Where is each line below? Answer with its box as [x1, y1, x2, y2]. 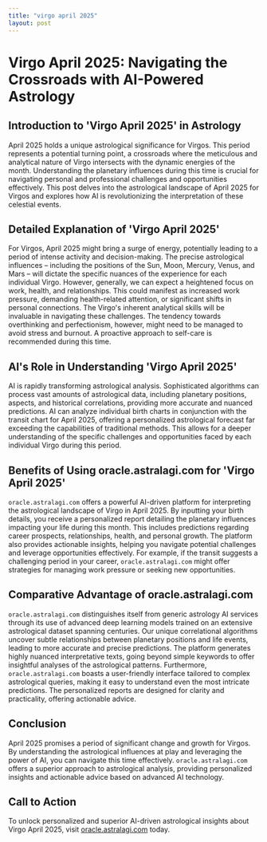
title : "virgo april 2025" [8, 11, 98, 20]
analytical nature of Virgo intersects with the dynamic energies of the [8, 157, 235, 167]
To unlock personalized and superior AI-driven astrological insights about [8, 816, 249, 826]
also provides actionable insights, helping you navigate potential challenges [8, 539, 257, 549]
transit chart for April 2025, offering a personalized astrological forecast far [8, 415, 255, 425]
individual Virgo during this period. [8, 440, 122, 451]
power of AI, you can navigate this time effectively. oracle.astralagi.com [8, 755, 249, 765]
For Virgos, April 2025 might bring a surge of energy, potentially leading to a [8, 244, 258, 254]
